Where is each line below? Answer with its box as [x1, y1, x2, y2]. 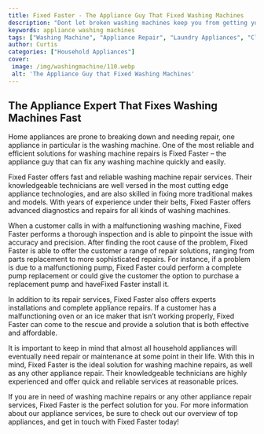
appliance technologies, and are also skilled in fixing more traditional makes [8, 189, 253, 199]
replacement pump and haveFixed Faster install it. [8, 280, 170, 289]
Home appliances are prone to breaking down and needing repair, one [8, 132, 236, 142]
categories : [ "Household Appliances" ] [8, 48, 135, 56]
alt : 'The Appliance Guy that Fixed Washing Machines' [11, 70, 195, 78]
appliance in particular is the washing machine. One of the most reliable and [8, 141, 255, 150]
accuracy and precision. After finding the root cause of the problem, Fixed [8, 237, 248, 248]
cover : [8, 56, 30, 64]
